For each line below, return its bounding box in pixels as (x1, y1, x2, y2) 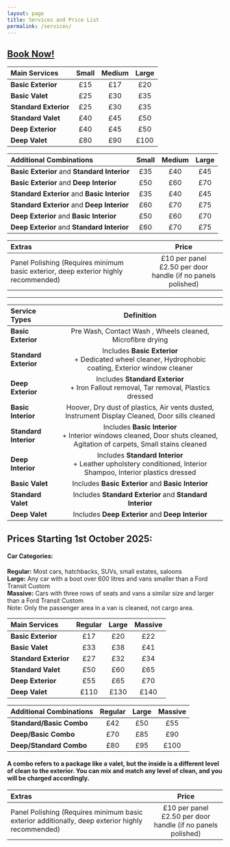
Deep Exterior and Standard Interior (10, 223, 129, 232)
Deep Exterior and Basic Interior (10, 212, 117, 221)
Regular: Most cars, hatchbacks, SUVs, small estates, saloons (7, 567, 183, 575)
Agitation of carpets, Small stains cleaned (73, 440, 207, 449)
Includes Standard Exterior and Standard (73, 490, 207, 500)
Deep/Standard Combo (10, 740, 88, 750)
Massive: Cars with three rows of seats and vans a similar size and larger (7, 589, 214, 597)
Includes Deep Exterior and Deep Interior (73, 509, 207, 519)
